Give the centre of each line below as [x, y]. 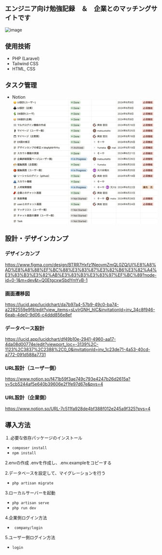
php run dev [24, 508]
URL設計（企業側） [27, 398]
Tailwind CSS [25, 63]
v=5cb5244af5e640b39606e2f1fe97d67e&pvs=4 [54, 384]
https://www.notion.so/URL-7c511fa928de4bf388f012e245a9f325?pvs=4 [78, 408]
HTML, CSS [23, 69]
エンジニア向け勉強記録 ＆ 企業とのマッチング [78, 9]
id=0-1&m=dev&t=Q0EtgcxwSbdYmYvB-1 [46, 280]
